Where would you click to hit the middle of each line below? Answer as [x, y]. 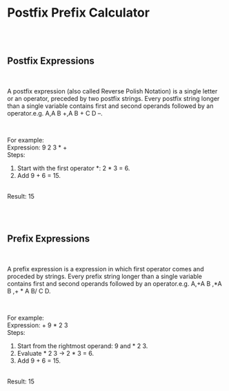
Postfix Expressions [51, 61]
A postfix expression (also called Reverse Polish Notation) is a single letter [112, 91]
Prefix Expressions [49, 239]
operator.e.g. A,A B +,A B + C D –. [55, 113]
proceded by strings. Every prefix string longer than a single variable [104, 276]
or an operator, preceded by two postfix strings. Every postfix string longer [113, 98]
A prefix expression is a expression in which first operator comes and [106, 269]
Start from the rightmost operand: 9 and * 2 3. [82, 346]
